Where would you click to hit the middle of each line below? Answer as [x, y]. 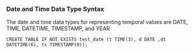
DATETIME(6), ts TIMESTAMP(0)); [47, 45]
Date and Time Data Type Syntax [55, 9]
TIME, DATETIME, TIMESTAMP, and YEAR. [59, 28]
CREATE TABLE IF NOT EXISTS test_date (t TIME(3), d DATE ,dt [86, 40]
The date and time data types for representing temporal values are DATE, [97, 22]
